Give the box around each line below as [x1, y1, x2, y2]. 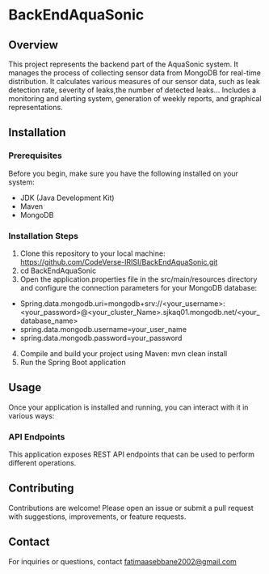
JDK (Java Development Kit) [19, 193, 115, 202]
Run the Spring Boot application [19, 357, 127, 367]
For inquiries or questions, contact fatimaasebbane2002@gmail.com [8, 556, 237, 566]
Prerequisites [8, 150, 62, 161]
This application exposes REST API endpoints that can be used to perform [8, 449, 255, 459]
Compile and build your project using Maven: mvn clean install [19, 348, 228, 358]
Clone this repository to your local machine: [19, 249, 166, 258]
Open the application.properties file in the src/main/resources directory [19, 274, 258, 284]
